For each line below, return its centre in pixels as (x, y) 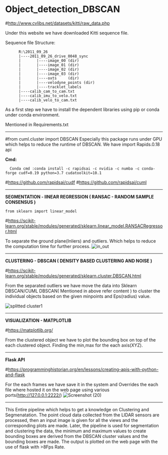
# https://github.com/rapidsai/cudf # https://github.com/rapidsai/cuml (76, 182)
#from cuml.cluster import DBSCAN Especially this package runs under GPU (84, 139)
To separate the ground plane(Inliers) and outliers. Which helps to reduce (81, 241)
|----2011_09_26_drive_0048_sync (53, 56)
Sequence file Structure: (30, 42)
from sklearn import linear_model (41, 211)
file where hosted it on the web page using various (57, 390)
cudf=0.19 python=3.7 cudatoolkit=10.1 (60, 173)
